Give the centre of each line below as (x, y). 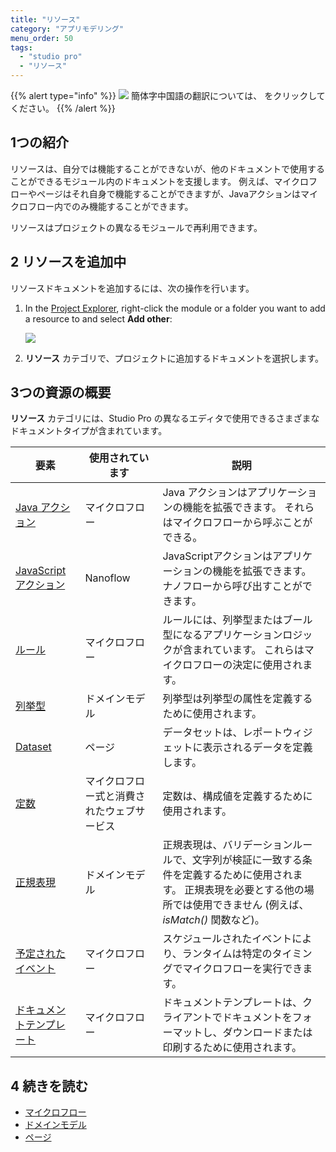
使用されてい (119, 458)
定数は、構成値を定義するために (237, 796)
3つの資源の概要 (61, 392)
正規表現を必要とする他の (244, 890)
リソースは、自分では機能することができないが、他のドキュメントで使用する (168, 168)
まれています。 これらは (248, 650)
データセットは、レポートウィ (232, 733)
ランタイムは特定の (227, 954)
